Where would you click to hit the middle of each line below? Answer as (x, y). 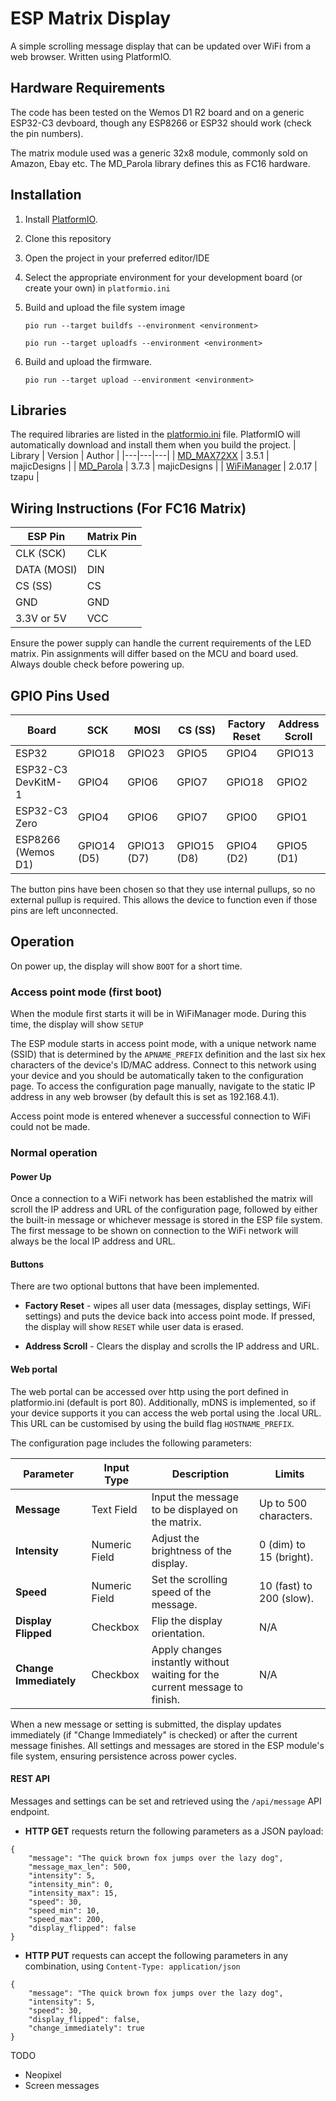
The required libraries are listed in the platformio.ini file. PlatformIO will (155, 434)
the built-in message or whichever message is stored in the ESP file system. (166, 1220)
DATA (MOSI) (46, 570)
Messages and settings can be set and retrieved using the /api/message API (166, 1801)
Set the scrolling (189, 1579)
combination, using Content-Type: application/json (132, 1966)
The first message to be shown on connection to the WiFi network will (154, 1231)
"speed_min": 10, (64, 1910)
